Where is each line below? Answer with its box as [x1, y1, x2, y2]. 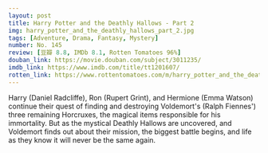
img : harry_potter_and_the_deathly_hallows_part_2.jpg [8, 26, 195, 34]
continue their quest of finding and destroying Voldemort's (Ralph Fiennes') [8, 101, 257, 111]
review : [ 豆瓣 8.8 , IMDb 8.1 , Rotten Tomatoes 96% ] [8, 49, 182, 57]
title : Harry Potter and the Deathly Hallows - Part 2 [8, 19, 195, 27]
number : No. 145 [8, 41, 62, 49]
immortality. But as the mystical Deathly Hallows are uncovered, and [8, 118, 233, 127]
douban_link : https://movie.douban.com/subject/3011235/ [8, 57, 202, 65]
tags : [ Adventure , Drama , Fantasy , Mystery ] [8, 33, 159, 42]
